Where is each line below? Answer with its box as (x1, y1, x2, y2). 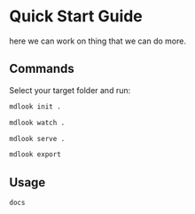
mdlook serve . (9, 134, 66, 143)
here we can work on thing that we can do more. (9, 36, 186, 46)
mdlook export (9, 150, 62, 159)
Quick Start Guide (9, 6, 144, 27)
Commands (9, 61, 75, 76)
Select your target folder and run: (9, 84, 131, 95)
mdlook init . (9, 102, 62, 111)
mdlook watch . (9, 118, 66, 127)
